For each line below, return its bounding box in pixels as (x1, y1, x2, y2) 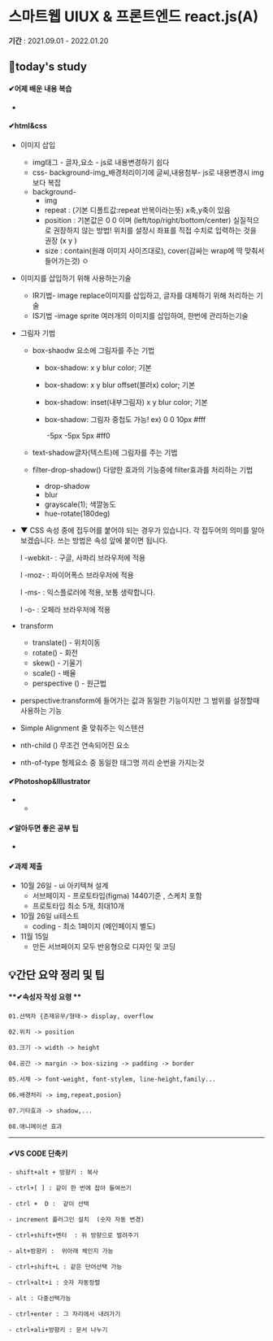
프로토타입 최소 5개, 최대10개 (32, 901, 124, 911)
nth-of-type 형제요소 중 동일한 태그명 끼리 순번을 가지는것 (19, 757, 205, 767)
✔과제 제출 (8, 861, 43, 871)
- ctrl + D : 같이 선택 (8, 1200, 89, 1208)
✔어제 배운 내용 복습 (8, 83, 72, 94)
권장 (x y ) (44, 235, 77, 245)
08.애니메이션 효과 (8, 1122, 63, 1130)
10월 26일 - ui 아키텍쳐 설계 (19, 881, 109, 890)
